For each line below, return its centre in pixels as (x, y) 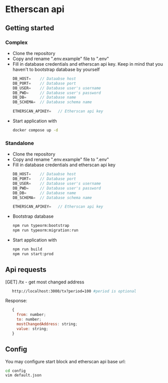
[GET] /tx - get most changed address (45, 282)
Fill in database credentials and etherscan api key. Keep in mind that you (88, 64)
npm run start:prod (33, 254)
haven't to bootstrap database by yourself (56, 69)
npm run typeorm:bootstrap (41, 226)
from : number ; (31, 315)
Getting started (30, 28)
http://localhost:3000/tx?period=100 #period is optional (74, 291)
